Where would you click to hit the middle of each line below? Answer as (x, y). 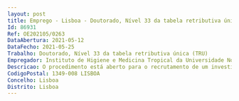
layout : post (27, 14)
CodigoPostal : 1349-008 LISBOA (54, 73)
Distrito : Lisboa (33, 87)
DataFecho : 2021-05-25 (41, 47)
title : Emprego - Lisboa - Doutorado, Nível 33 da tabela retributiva (114, 21)
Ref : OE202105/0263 (36, 34)
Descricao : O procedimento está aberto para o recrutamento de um (108, 67)
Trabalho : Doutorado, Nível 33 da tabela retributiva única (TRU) (108, 54)
